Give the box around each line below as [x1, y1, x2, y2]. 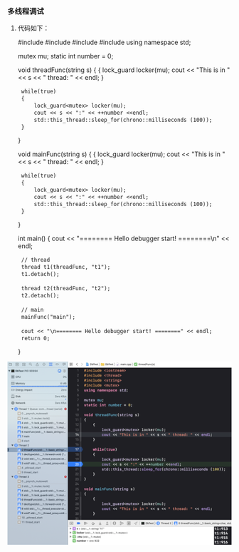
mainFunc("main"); [21, 314, 76, 321]
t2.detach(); [21, 292, 60, 300]
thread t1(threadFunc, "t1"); [21, 264, 111, 271]
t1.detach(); [21, 271, 60, 278]
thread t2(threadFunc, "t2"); [21, 285, 111, 292]
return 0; [21, 335, 51, 342]
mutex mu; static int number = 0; [17, 52, 114, 61]
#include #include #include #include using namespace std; [17, 38, 191, 47]
